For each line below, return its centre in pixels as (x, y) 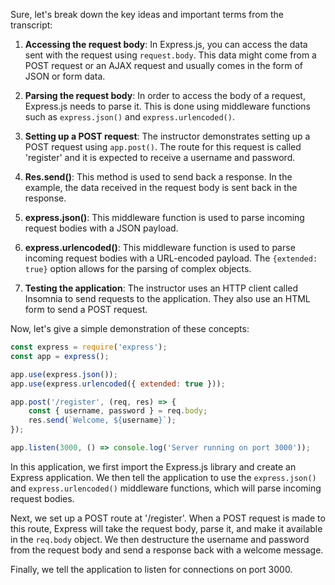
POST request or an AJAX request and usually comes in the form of (164, 65)
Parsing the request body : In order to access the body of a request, (165, 95)
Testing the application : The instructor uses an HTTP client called (161, 288)
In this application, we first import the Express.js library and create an (153, 466)
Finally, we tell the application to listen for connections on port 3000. (151, 569)
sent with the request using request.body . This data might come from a (170, 55)
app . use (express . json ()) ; (64, 374)
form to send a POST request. (86, 309)
